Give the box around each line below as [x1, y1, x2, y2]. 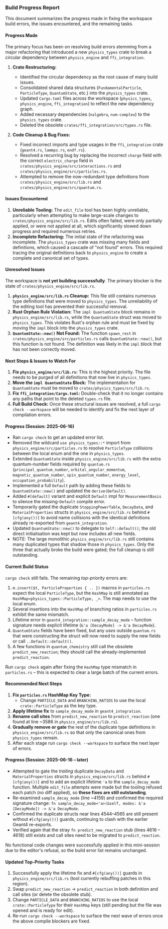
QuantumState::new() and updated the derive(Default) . [12, 488, 127, 494]
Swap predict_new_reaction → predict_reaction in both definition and [12, 886, 158, 892]
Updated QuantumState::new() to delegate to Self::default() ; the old [12, 525, 156, 531]
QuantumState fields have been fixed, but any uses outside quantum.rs [12, 627, 156, 633]
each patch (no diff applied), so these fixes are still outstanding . [12, 789, 147, 795]
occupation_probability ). [12, 477, 65, 483]
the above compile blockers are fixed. [12, 918, 91, 924]
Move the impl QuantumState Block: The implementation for [12, 379, 136, 386]
